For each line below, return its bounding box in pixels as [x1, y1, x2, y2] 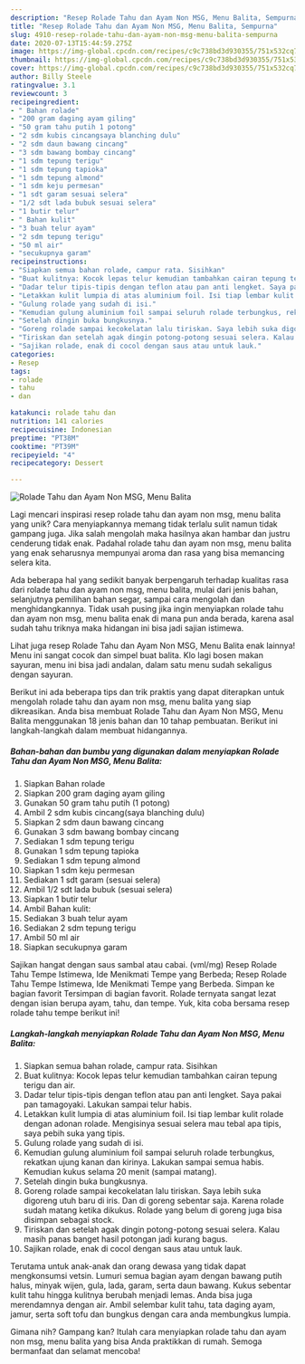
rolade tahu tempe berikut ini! [10, 1007, 120, 1018]
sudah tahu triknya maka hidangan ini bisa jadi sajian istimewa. [10, 623, 244, 634]
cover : [10, 64, 35, 73]
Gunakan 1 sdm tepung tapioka [23, 845, 139, 856]
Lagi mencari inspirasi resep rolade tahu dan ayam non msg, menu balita [10, 509, 281, 520]
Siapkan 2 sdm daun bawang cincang [23, 816, 165, 828]
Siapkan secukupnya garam [23, 942, 128, 953]
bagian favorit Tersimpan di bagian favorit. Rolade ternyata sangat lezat [10, 988, 277, 999]
